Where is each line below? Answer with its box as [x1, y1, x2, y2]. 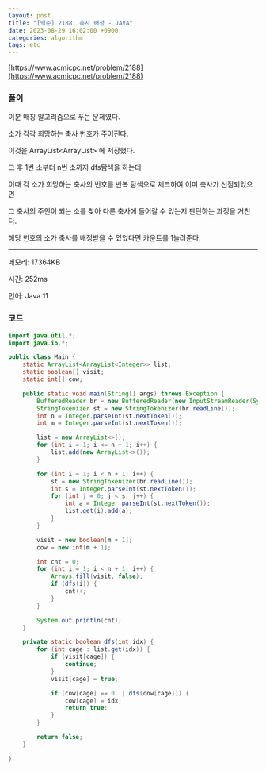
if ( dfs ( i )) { [50, 580, 97, 588]
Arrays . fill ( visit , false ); [50, 572, 144, 580]
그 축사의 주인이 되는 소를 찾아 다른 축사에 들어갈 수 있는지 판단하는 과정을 [8, 206, 236, 216]
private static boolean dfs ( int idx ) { [22, 638, 154, 646]
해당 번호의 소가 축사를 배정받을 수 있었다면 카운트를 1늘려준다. [8, 233, 201, 243]
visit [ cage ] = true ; [50, 675, 119, 683]
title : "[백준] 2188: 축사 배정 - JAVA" [8, 19, 133, 27]
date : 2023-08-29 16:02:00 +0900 [8, 26, 119, 34]
